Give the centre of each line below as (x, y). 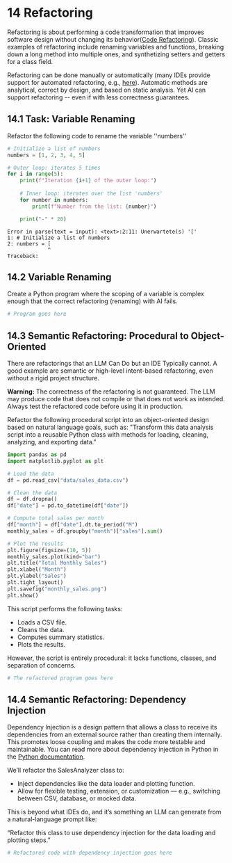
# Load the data (31, 474)
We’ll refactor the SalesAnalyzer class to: (66, 771)
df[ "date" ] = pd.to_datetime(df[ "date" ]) (68, 506)
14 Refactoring (50, 13)
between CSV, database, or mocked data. (77, 798)
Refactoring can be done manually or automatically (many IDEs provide (109, 75)
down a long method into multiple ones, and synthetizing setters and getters (116, 54)
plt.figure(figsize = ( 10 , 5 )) (49, 550)
